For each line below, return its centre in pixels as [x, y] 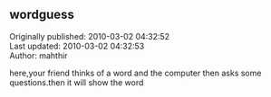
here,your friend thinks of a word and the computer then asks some [135, 73]
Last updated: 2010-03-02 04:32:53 [77, 46]
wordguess [42, 15]
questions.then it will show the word [77, 82]
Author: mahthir [39, 55]
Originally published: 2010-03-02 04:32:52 [90, 36]
